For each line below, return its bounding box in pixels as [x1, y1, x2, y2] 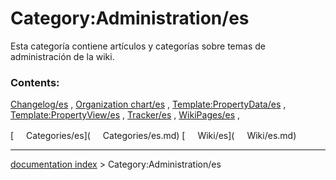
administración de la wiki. [10, 50, 115, 62]
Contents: [10, 75, 60, 89]
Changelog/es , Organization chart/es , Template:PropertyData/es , [10, 98, 287, 111]
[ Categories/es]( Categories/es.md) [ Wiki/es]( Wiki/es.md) [10, 130, 297, 142]
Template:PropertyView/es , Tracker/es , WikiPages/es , [10, 109, 241, 121]
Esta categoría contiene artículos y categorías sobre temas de [10, 40, 266, 52]
